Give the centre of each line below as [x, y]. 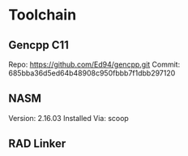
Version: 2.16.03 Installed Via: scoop [69, 118]
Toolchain [43, 15]
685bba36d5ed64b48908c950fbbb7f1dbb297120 [92, 73]
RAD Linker [37, 144]
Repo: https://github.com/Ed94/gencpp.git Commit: [94, 64]
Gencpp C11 [38, 45]
